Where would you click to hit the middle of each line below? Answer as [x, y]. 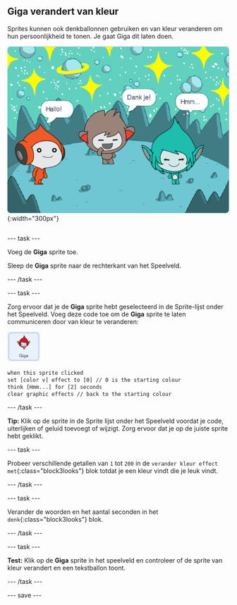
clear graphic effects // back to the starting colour [90, 395]
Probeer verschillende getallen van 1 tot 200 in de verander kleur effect [113, 463]
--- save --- [25, 595]
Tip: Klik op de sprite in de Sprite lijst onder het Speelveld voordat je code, [116, 421]
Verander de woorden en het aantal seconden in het [83, 512]
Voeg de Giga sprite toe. [43, 252]
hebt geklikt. [25, 436]
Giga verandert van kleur [63, 12]
